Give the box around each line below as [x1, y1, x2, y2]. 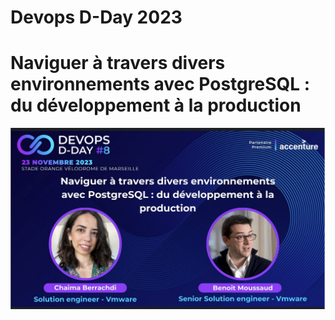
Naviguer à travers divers [10, 52, 226, 75]
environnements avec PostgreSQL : [10, 73, 311, 96]
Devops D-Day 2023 [10, 6, 183, 29]
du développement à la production [10, 94, 302, 117]
